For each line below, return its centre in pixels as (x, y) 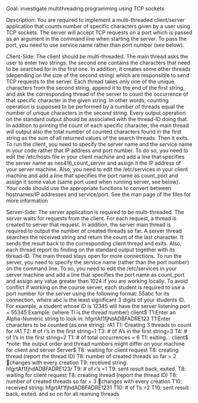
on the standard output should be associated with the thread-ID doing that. (97, 119)
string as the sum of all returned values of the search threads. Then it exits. (98, 138)
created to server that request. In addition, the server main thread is (89, 225)
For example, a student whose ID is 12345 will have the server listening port (98, 306)
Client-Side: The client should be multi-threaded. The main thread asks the (97, 56)
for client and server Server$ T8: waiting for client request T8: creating (92, 350)
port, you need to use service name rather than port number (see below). (95, 45)
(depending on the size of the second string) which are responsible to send (98, 75)
